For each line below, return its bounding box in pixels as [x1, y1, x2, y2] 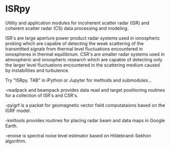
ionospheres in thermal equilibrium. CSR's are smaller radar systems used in [5, 51, 165, 57]
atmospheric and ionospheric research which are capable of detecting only [5, 56, 163, 62]
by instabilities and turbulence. [5, 67, 70, 73]
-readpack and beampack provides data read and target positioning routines [5, 87, 165, 93]
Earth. [5, 123, 18, 129]
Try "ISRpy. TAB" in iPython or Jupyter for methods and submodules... [5, 77, 152, 83]
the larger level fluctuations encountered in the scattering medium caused [5, 62, 160, 68]
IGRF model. [5, 107, 31, 114]
